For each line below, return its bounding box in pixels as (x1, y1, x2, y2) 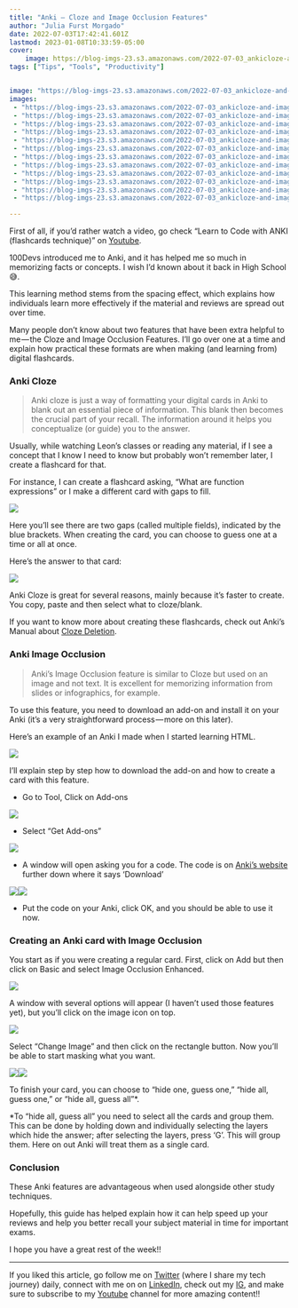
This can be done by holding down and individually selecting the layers (9, 1121, 269, 1131)
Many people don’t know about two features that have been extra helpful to (9, 325, 286, 336)
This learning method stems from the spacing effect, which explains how (9, 289, 276, 299)
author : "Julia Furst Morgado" (9, 21, 125, 30)
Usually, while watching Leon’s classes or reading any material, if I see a (9, 440, 273, 451)
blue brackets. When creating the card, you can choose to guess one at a (9, 529, 278, 540)
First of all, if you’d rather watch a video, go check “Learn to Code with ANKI (9, 226, 288, 236)
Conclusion (9, 1161, 60, 1173)
